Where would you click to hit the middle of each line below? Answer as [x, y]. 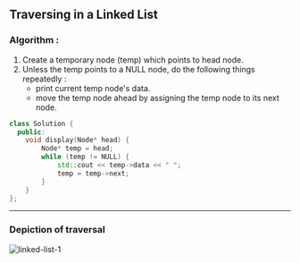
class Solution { [42, 123]
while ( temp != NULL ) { [85, 157]
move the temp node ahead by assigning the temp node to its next [157, 98]
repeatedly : [44, 79]
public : [32, 132]
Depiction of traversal [57, 230]
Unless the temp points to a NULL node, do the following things [139, 69]
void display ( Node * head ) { [77, 140]
